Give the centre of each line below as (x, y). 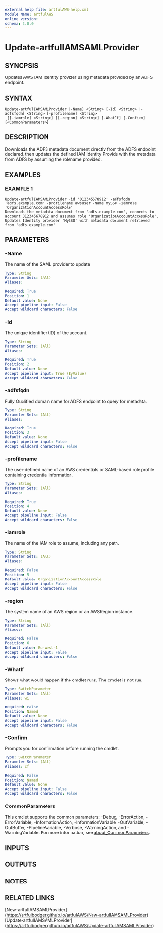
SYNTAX (19, 98)
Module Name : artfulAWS (29, 14)
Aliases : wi (17, 698)
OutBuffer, (15, 827)
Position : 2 (17, 364)
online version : (22, 19)
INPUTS (17, 848)
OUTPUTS (21, 865)
